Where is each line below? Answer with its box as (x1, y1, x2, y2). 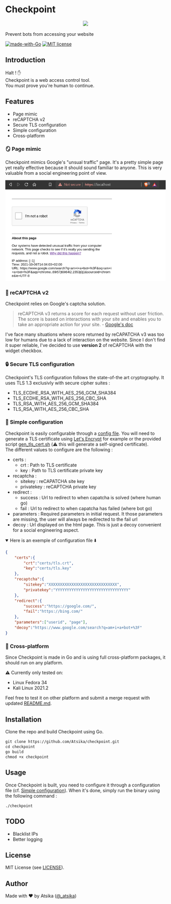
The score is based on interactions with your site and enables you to (17, 316, 161, 322)
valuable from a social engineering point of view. (5, 170, 107, 176)
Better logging (12, 836, 43, 842)
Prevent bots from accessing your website (5, 31, 94, 37)
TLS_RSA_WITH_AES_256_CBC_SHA (12, 406, 89, 412)
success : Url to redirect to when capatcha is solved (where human (20, 494, 161, 500)
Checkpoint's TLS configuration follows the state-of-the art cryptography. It (5, 374, 164, 380)
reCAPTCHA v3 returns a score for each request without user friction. (17, 311, 164, 317)
